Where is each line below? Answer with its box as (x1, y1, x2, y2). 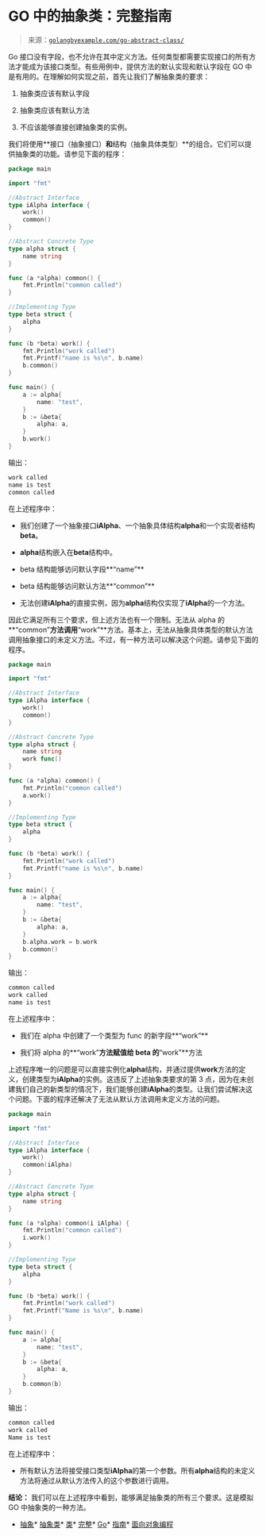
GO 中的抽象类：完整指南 (8, 7, 172, 25)
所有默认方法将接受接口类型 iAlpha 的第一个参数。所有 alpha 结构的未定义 (19, 1465, 256, 1475)
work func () (22, 755, 62, 763)
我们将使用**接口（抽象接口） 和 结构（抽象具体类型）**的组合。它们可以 (8, 139, 245, 148)
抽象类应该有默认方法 (19, 105, 90, 115)
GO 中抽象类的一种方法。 (8, 1502, 91, 1512)
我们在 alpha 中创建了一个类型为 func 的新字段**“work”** (19, 1030, 209, 1040)
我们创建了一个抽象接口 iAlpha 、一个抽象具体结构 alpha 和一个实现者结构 (19, 521, 256, 530)
